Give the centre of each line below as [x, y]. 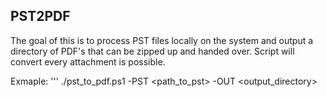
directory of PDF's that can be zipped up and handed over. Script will [152, 51]
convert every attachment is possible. [88, 61]
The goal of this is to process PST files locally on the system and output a [162, 40]
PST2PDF [40, 16]
